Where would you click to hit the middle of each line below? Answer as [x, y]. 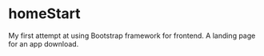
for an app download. [44, 43]
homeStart [45, 14]
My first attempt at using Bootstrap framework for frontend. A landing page [132, 35]
